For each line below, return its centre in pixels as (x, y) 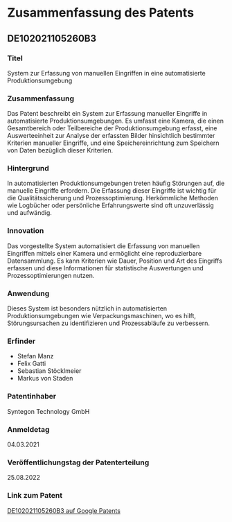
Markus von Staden (45, 379)
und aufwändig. (29, 213)
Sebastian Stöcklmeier (49, 371)
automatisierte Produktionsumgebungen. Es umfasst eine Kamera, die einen (115, 121)
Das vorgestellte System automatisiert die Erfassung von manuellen (104, 246)
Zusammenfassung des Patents (101, 13)
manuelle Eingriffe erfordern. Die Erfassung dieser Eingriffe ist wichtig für (112, 191)
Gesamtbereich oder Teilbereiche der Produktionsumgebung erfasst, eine (112, 128)
